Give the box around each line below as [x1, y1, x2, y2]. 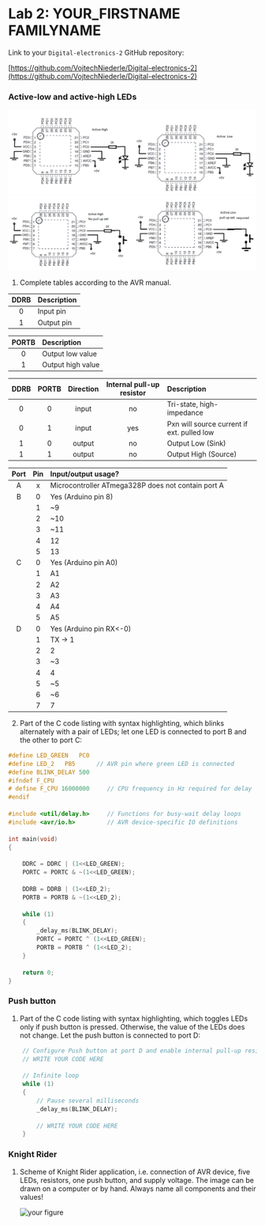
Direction [68, 384, 99, 393]
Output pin [37, 317, 73, 327]
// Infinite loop [22, 1071, 80, 1080]
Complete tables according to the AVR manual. [19, 278, 172, 287]
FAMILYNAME [8, 21, 101, 40]
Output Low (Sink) [166, 438, 226, 448]
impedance [166, 408, 203, 418]
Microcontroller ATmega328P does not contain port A [50, 480, 225, 491]
